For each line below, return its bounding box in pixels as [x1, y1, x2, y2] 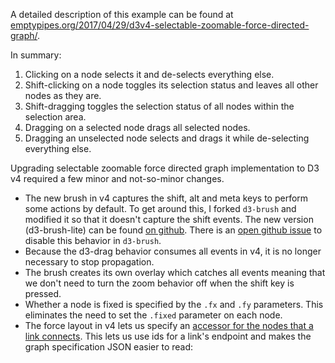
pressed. [24, 288, 62, 299]
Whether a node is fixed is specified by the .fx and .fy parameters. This [24, 299, 324, 310]
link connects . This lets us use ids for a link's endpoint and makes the [24, 330, 312, 342]
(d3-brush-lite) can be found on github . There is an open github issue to [24, 224, 323, 236]
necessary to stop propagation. [24, 256, 155, 268]
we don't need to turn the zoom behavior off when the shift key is [24, 277, 295, 289]
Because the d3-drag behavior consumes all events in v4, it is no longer [24, 245, 322, 257]
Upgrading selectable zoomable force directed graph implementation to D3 [10, 162, 320, 174]
